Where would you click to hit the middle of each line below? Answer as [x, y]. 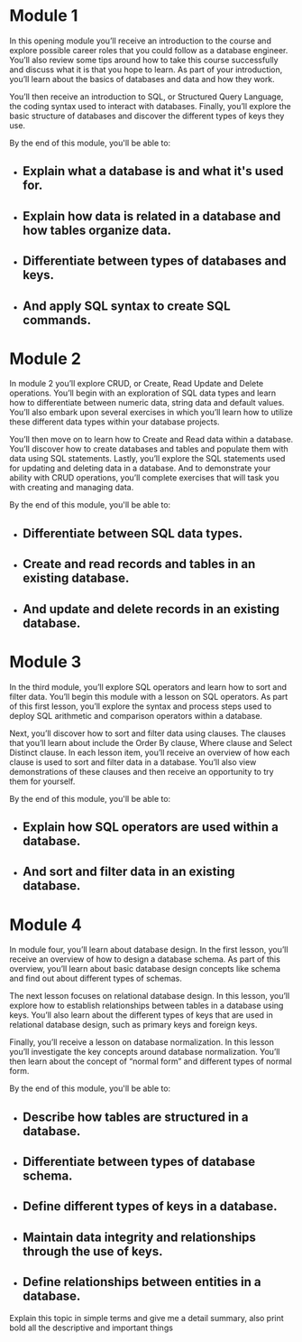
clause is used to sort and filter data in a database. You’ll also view [133, 762]
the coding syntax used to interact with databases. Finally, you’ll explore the [150, 106]
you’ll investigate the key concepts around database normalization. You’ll [145, 1052]
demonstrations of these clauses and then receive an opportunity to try [142, 771]
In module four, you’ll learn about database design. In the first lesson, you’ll [149, 950]
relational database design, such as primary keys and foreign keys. [133, 1025]
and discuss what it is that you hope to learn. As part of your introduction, [146, 70]
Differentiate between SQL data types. [133, 533]
